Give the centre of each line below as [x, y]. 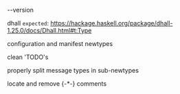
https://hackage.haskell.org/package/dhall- [112, 23]
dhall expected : [28, 23]
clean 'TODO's [28, 57]
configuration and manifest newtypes [60, 44]
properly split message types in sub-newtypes [73, 70]
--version [21, 10]
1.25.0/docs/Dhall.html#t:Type [49, 31]
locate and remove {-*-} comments [57, 84]
